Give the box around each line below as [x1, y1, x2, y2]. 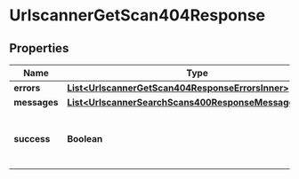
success [13, 133, 51, 144]
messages [13, 97, 59, 108]
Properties [9, 41, 69, 56]
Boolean [66, 133, 103, 144]
